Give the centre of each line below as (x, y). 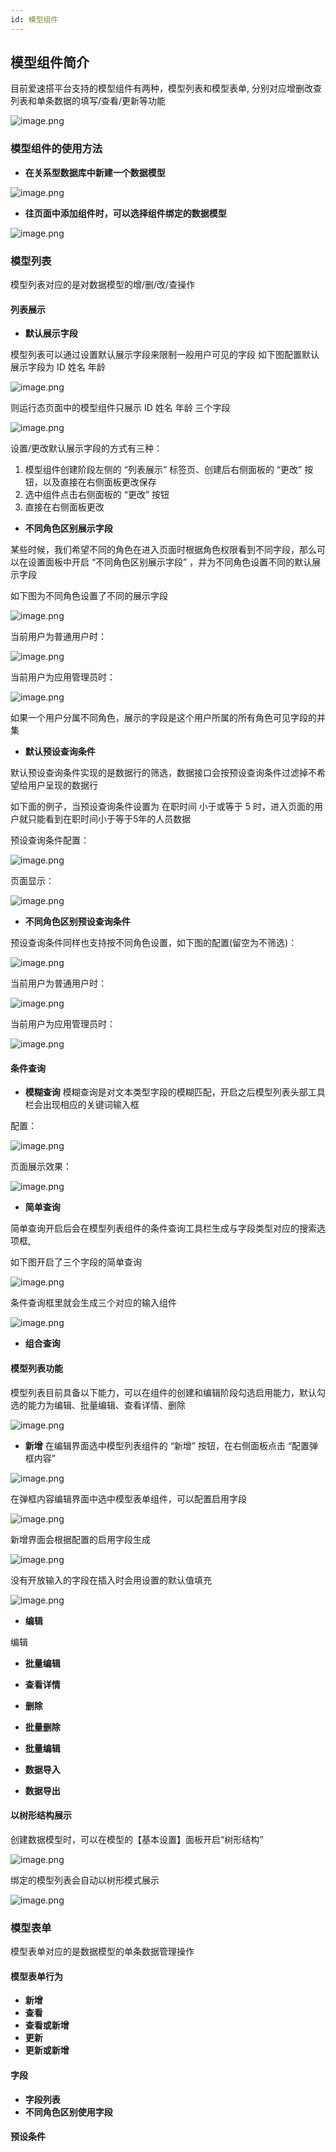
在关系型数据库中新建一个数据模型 (95, 172)
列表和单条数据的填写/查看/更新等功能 (88, 101)
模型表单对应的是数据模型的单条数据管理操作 (102, 1952)
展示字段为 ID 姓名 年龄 (58, 367)
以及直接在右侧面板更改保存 (99, 482)
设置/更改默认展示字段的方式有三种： (86, 448)
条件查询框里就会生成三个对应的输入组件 (93, 1303)
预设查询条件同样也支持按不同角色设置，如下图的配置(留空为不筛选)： (154, 943)
